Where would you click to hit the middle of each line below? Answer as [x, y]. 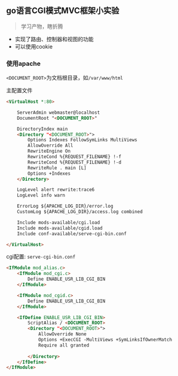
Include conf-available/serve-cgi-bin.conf [72, 234]
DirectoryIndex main [42, 129]
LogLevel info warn [41, 195]
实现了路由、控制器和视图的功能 [54, 39]
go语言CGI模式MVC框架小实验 [63, 11]
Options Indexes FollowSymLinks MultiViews [82, 140]
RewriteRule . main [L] [57, 168]
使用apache [23, 63]
